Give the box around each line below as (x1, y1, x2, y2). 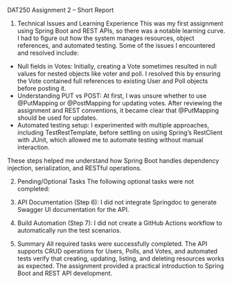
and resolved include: (17, 48, 80, 57)
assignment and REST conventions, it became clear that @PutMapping (17, 107, 220, 114)
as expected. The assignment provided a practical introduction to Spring (17, 262, 224, 269)
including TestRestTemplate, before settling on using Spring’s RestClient (17, 128, 223, 136)
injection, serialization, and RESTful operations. (7, 164, 142, 172)
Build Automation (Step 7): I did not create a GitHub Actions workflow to (17, 219, 223, 227)
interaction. (17, 143, 50, 151)
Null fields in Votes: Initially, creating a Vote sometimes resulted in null (17, 62, 217, 70)
